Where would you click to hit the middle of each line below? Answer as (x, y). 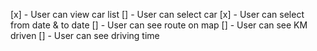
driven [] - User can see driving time (85, 35)
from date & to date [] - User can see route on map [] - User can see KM (159, 25)
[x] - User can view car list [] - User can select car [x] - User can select (157, 14)
